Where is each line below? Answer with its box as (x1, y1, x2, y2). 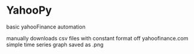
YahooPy (6, 4, 52, 17)
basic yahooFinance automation (6, 23, 86, 30)
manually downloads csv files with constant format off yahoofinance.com (6, 34, 189, 42)
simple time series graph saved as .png (6, 41, 104, 48)
